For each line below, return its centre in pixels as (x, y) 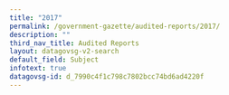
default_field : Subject (54, 60)
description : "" (40, 34)
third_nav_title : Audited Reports (75, 43)
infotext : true (38, 69)
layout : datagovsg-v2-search (64, 52)
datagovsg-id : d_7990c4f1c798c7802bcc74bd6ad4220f (107, 77)
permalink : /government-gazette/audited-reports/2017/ (115, 26)
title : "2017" (36, 18)
